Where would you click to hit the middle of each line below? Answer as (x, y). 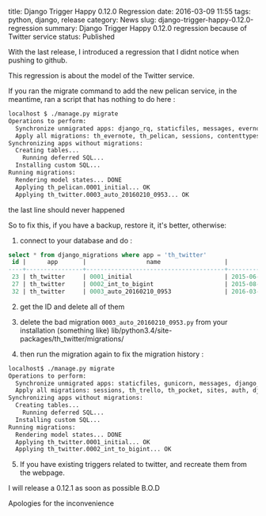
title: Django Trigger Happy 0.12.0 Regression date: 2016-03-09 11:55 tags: (129, 11)
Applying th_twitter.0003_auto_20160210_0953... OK (103, 194)
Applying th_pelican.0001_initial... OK (83, 187)
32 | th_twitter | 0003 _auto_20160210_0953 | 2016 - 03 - (136, 292)
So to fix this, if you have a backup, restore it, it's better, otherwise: (118, 225)
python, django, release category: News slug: (82, 20)
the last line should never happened (66, 209)
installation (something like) (65, 330)
